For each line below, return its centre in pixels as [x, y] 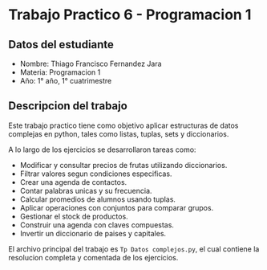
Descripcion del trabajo [68, 106]
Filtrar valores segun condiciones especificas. [96, 174]
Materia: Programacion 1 [60, 72]
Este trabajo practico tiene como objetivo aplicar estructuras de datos [123, 125]
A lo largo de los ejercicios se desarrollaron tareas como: [102, 149]
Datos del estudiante [61, 45]
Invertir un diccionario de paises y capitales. [93, 233]
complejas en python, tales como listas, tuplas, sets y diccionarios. [119, 133]
